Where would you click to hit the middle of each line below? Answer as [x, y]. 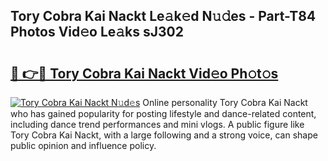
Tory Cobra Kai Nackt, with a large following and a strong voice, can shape [164, 135]
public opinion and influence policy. [83, 145]
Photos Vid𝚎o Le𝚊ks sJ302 [97, 32]
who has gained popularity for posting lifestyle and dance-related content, [163, 113]
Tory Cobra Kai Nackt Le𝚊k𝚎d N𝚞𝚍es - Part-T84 [163, 16]
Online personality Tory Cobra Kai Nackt [225, 102]
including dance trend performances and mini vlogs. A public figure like [157, 124]
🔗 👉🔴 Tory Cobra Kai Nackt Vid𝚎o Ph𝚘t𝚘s [144, 73]
